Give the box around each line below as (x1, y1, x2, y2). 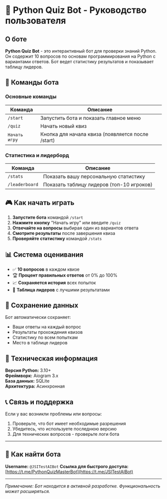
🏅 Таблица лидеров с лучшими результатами (12, 287, 110, 293)
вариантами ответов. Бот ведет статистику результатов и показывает (5, 59, 154, 64)
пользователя (5, 15, 66, 26)
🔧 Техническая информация (5, 354, 98, 363)
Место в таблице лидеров (12, 340, 68, 346)
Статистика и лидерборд (5, 152, 70, 159)
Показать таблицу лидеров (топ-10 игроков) (43, 181, 153, 188)
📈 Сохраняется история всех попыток (12, 280, 96, 286)
